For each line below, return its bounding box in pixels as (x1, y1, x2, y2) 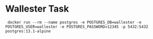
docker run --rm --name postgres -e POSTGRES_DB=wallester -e (7, 20, 142, 25)
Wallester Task (5, 3, 69, 15)
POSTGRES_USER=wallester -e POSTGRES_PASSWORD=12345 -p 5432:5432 (5, 24, 148, 29)
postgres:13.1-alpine (5, 28, 51, 33)
